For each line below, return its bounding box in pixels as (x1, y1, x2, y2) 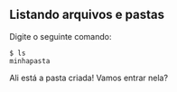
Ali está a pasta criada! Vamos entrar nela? (9, 72, 169, 83)
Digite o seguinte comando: (9, 31, 112, 41)
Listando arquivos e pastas (9, 7, 165, 23)
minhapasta (9, 56, 51, 66)
